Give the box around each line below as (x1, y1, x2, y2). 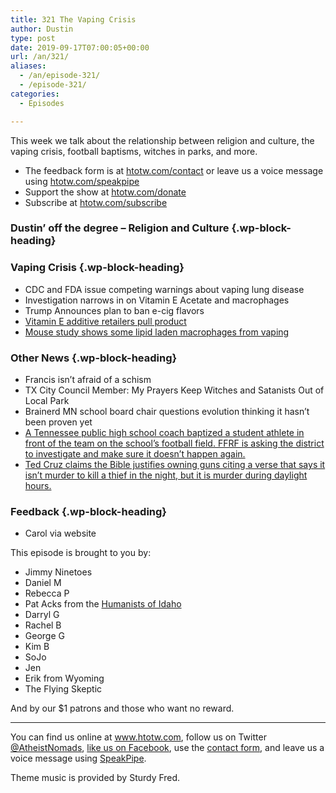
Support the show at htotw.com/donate (24, 186, 187, 198)
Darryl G (24, 609, 60, 621)
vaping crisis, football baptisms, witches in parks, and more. (10, 145, 258, 157)
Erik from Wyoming (24, 672, 105, 685)
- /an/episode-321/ (19, 71, 101, 81)
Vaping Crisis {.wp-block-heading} (10, 261, 185, 275)
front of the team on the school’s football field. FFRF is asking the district (24, 437, 325, 450)
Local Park (24, 395, 70, 407)
